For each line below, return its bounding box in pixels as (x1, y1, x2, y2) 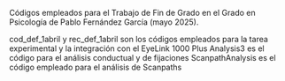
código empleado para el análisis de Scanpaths (9, 62, 182, 72)
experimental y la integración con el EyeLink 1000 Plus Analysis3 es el (9, 43, 265, 54)
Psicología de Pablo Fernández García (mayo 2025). (9, 17, 199, 27)
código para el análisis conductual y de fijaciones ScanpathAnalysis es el (9, 53, 276, 63)
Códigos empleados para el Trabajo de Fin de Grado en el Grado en (9, 8, 256, 18)
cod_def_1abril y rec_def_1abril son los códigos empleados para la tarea (9, 34, 268, 44)
